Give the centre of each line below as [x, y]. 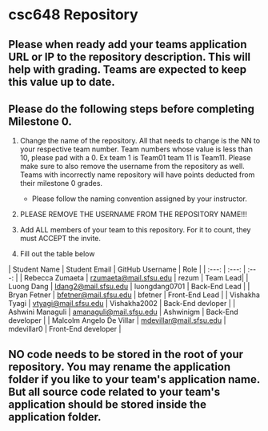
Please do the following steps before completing [131, 109]
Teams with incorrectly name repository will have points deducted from [137, 175]
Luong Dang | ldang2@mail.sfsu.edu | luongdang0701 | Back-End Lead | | [129, 287]
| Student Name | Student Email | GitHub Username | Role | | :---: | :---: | [127, 269]
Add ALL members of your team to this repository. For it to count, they [135, 230]
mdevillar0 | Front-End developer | [65, 329]
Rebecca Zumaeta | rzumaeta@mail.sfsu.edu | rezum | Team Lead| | [136, 278]
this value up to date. [62, 82]
